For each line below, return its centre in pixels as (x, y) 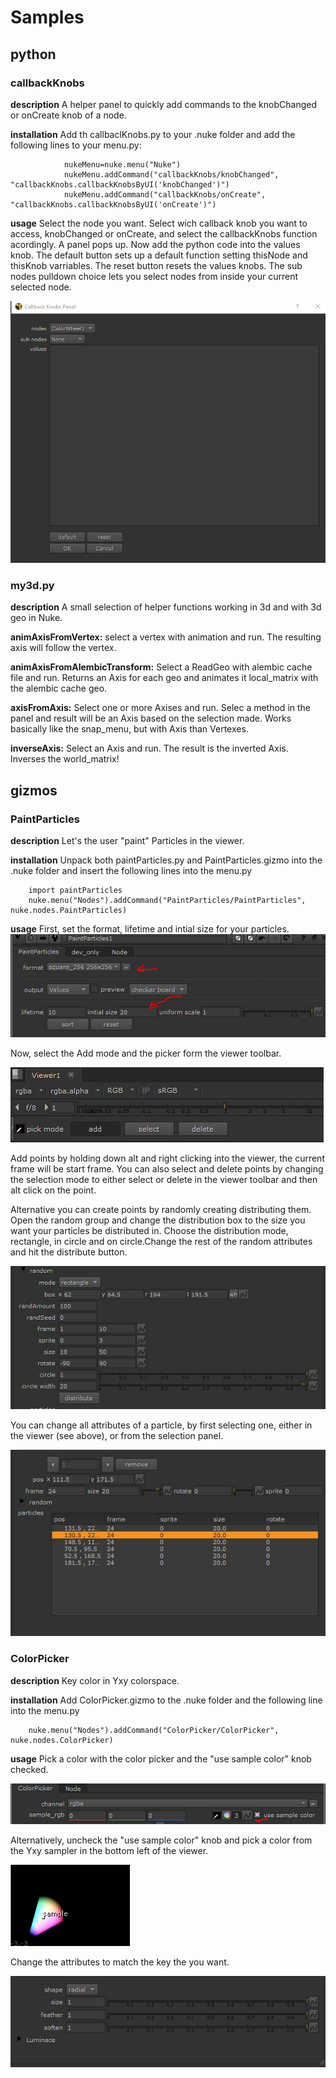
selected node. (41, 287)
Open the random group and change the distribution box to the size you (158, 1220)
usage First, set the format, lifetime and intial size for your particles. (150, 929)
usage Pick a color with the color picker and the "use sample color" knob (161, 1758)
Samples (47, 17)
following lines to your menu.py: (76, 145)
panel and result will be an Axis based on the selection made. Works (151, 718)
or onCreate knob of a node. (68, 115)
